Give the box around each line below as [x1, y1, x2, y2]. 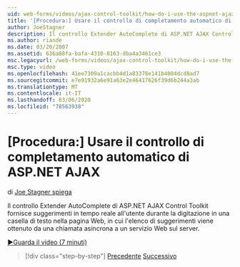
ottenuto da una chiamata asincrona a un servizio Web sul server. [7, 224, 200, 232]
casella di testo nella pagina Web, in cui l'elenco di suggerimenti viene [7, 216, 214, 225]
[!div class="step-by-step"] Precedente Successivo [24, 251, 177, 260]
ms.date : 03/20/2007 [7, 43, 69, 51]
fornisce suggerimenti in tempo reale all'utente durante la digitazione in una [7, 209, 230, 217]
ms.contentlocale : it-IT [7, 90, 81, 97]
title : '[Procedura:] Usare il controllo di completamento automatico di [7, 17, 232, 24]
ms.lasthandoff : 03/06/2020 [7, 97, 91, 104]
